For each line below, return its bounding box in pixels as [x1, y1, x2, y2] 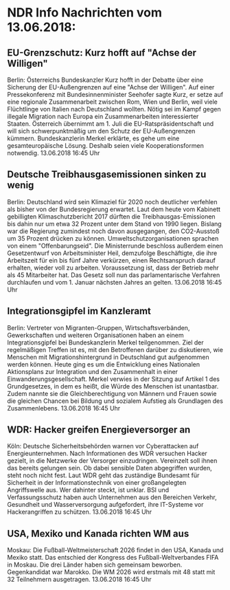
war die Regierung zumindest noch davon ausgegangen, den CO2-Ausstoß [7, 227, 220, 235]
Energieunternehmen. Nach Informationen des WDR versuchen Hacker [7, 449, 207, 458]
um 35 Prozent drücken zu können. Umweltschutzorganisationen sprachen [7, 234, 219, 242]
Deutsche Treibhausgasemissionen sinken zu [7, 168, 207, 180]
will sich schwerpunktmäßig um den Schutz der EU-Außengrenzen [7, 127, 196, 135]
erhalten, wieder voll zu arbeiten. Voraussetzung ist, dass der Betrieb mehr [7, 263, 220, 272]
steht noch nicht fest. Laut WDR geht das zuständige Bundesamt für [7, 471, 200, 479]
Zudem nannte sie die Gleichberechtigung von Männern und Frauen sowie [7, 389, 218, 397]
